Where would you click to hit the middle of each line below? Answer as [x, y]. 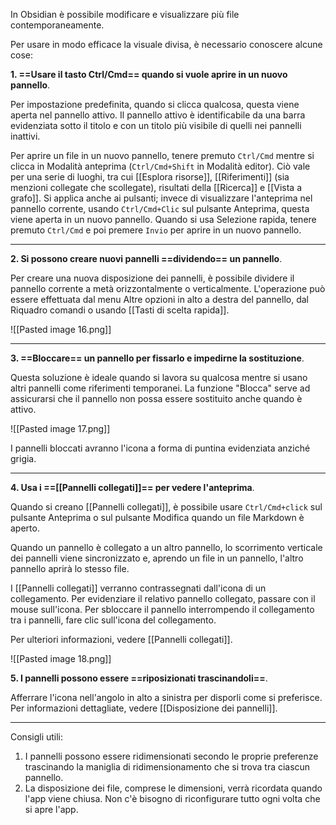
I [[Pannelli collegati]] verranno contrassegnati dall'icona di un [138, 588]
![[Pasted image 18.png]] [61, 658]
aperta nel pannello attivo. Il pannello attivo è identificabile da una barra [158, 115]
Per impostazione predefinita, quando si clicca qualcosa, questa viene [155, 104]
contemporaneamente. [57, 25]
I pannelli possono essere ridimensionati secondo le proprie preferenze [171, 756]
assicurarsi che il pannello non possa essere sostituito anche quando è [156, 398]
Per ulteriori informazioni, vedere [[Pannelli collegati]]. [121, 639]
